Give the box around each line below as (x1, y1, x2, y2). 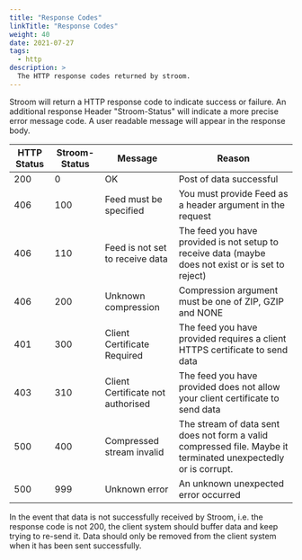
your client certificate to (178, 392, 280, 404)
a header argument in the (178, 199, 286, 211)
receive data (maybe (178, 246, 266, 259)
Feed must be (104, 192, 164, 205)
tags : (9, 47, 30, 56)
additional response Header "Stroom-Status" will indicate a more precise (9, 105, 279, 117)
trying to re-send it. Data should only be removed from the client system (9, 530, 277, 541)
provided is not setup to (178, 236, 279, 248)
